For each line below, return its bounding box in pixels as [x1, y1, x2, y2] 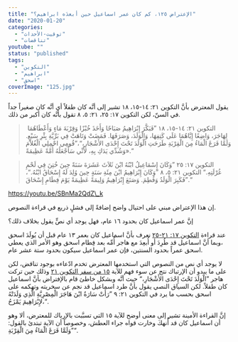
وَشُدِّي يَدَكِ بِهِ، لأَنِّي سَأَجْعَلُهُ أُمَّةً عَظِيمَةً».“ [25, 146, 134, 155]
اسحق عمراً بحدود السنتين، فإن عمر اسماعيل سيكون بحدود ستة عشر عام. [8, 246, 203, 255]
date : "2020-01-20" [8, 17, 66, 24]
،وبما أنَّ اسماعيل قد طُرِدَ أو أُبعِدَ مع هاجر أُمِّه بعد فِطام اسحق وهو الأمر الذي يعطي [8, 238, 223, 247]
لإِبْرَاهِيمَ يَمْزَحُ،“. [8, 297, 49, 306]
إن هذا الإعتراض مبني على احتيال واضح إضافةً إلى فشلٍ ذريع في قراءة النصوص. [8, 203, 216, 212]
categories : [8, 23, 43, 31]
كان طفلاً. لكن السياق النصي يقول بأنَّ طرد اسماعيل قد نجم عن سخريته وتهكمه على [8, 282, 228, 291]
